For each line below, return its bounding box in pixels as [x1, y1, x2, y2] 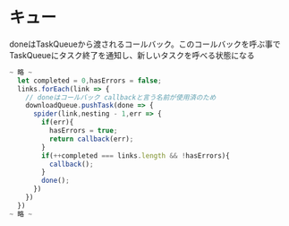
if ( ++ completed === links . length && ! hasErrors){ [41, 151, 230, 161]
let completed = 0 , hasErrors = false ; [17, 76, 163, 85]
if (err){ [41, 117, 74, 127]
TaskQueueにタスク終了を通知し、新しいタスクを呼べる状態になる [9, 49, 255, 60]
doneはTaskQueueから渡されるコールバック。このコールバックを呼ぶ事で [9, 39, 281, 49]
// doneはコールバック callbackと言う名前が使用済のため [25, 92, 217, 102]
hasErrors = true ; [48, 126, 118, 135]
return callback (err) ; [48, 135, 134, 143]
